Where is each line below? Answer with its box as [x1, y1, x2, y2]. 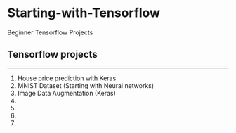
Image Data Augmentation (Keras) [17, 89, 116, 97]
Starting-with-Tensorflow [7, 5, 160, 21]
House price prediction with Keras [17, 74, 117, 82]
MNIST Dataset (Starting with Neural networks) [17, 81, 155, 89]
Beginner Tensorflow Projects [7, 28, 93, 37]
